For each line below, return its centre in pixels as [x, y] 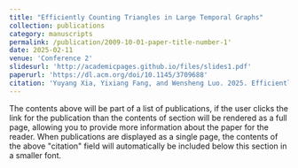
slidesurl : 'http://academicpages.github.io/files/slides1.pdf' [130, 67]
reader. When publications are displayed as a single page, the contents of [144, 136]
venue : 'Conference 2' [51, 58]
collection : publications [57, 26]
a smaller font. [35, 155]
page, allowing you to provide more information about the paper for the [139, 127]
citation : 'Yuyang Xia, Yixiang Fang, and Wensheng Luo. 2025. [129, 83]
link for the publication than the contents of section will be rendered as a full [148, 118]
